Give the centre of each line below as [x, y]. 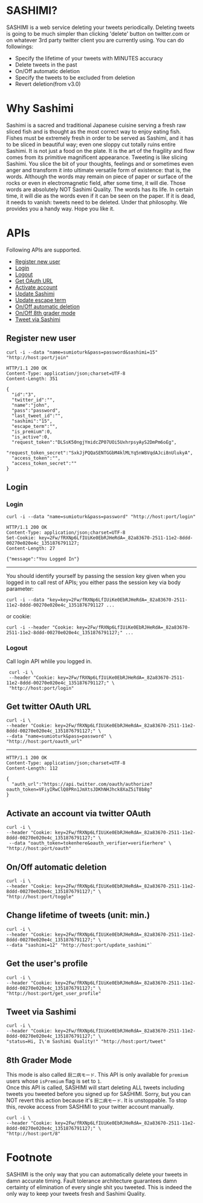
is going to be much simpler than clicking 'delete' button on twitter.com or [98, 33]
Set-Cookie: [21, 538]
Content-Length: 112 [32, 768]
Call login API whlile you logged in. [49, 661]
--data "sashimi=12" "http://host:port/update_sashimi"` [79, 945]
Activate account [36, 287]
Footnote [29, 1158]
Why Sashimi [40, 109]
